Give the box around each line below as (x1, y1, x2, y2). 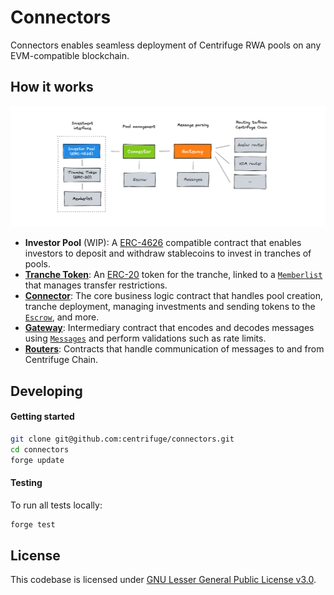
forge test (10, 519, 56, 530)
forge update (10, 455, 65, 465)
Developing (10, 382, 83, 400)
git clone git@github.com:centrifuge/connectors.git (10, 434, 235, 444)
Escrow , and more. (24, 311, 100, 323)
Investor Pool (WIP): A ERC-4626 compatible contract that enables (24, 237, 302, 249)
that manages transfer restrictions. (24, 279, 168, 291)
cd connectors (10, 444, 70, 455)
